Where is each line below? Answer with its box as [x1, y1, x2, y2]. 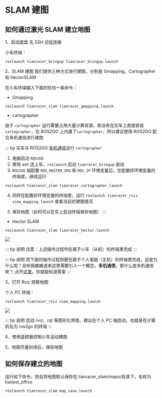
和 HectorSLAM [5, 74, 36, 80]
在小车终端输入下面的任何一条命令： [5, 85, 78, 90]
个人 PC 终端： [5, 289, 35, 295]
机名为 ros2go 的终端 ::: [5, 324, 52, 329]
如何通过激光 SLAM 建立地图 [5, 25, 91, 34]
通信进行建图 [17, 135, 44, 140]
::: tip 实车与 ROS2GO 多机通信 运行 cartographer [5, 145, 102, 151]
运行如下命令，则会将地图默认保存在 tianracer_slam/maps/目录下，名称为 [5, 373, 152, 380]
